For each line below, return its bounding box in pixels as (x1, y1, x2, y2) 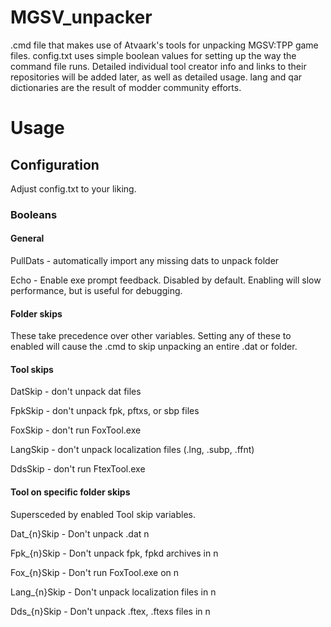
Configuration (10, 156, 100, 173)
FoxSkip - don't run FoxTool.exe (10, 424, 142, 436)
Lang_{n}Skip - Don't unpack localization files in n (10, 586, 217, 598)
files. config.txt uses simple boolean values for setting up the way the (10, 49, 297, 61)
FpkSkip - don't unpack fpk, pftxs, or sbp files (10, 405, 200, 417)
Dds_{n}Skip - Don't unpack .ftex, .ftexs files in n (10, 605, 211, 617)
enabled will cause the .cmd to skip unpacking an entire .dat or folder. (10, 341, 298, 353)
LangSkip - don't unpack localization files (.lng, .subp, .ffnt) (10, 444, 255, 456)
